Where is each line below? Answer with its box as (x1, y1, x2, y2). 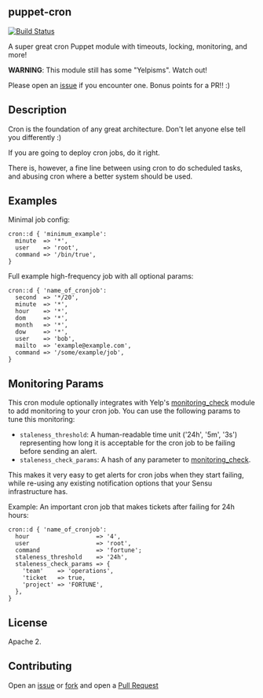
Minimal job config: (8, 215, 71, 224)
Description (8, 103, 67, 116)
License (8, 616, 48, 630)
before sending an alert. (19, 447, 98, 456)
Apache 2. (8, 637, 42, 647)
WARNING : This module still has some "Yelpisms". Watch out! (8, 65, 208, 75)
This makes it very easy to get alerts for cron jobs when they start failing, (8, 471, 245, 480)
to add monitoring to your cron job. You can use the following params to (8, 406, 241, 415)
